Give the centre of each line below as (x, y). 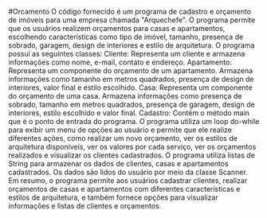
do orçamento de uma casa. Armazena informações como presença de (125, 96)
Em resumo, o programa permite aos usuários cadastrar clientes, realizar (128, 181)
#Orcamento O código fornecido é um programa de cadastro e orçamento (130, 12)
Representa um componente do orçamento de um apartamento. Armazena (131, 70)
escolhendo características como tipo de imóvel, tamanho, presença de (126, 37)
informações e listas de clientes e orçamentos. (85, 206)
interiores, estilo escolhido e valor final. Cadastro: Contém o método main (129, 113)
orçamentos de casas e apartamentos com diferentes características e (124, 189)
